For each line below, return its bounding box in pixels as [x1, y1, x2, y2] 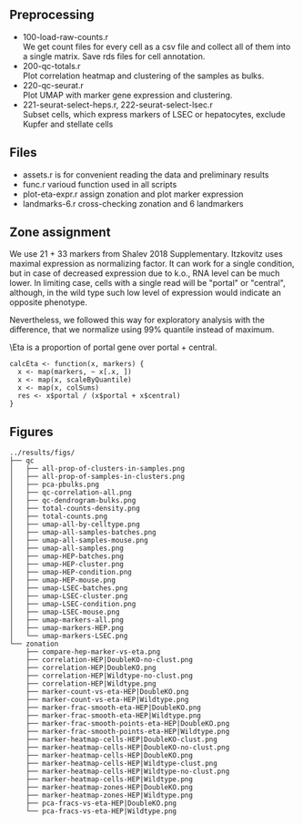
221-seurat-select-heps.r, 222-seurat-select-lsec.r [22, 99, 214, 110]
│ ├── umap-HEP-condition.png [9, 568, 132, 577]
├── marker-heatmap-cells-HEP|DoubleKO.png [25, 751, 194, 760]
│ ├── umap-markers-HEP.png [9, 624, 125, 633]
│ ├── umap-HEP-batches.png [9, 552, 125, 561]
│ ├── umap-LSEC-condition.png [9, 600, 136, 609]
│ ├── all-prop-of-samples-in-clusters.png [9, 473, 185, 482]
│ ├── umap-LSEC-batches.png [9, 584, 128, 593]
